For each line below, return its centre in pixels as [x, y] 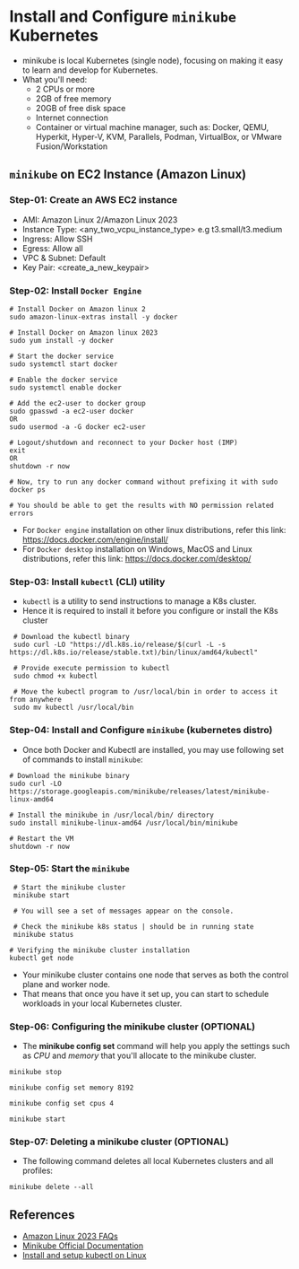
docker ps [28, 490]
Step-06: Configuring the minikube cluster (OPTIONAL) [132, 1027]
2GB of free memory [73, 98]
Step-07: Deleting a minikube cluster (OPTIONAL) [119, 1142]
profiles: [38, 1171]
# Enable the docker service [64, 380]
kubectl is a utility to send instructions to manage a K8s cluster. [139, 601]
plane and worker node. [66, 984]
